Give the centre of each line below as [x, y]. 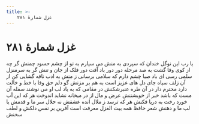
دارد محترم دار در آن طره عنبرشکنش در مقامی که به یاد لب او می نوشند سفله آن [97, 89]
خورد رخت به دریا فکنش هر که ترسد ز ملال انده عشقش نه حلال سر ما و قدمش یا [97, 102]
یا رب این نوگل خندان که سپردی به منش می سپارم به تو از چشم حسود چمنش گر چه [100, 63]
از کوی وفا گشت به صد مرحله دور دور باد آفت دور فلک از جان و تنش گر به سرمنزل [98, 70]
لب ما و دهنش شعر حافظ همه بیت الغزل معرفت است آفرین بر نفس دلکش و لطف [98, 108]
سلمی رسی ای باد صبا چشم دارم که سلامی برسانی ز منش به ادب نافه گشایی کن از [99, 76]
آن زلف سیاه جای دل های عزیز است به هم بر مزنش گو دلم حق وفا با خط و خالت [96, 83]
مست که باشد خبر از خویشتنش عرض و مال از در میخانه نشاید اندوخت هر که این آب [99, 95]
